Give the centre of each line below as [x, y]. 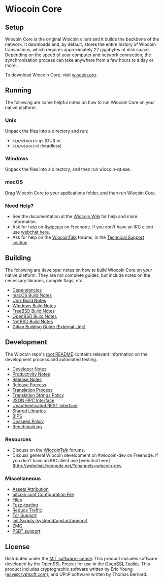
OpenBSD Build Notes [34, 316]
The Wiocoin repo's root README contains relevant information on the [76, 354]
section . [20, 242]
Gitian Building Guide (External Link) [49, 327]
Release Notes [27, 379]
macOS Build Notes [32, 295]
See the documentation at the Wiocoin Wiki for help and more [75, 216]
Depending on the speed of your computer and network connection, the [78, 55]
